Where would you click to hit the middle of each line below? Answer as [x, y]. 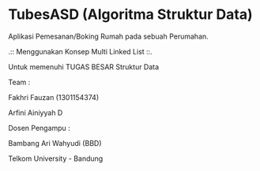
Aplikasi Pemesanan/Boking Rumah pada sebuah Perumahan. [109, 36]
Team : [19, 82]
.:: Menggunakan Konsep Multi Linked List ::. [80, 51]
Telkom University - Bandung [56, 158]
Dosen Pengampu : [40, 128]
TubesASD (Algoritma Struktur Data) [130, 15]
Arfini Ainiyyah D [36, 113]
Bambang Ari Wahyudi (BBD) [55, 143]
